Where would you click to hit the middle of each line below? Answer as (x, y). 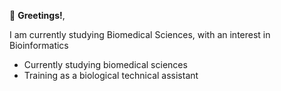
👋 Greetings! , (37, 15)
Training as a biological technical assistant (111, 75)
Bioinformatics (39, 45)
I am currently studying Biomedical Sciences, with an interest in (140, 34)
